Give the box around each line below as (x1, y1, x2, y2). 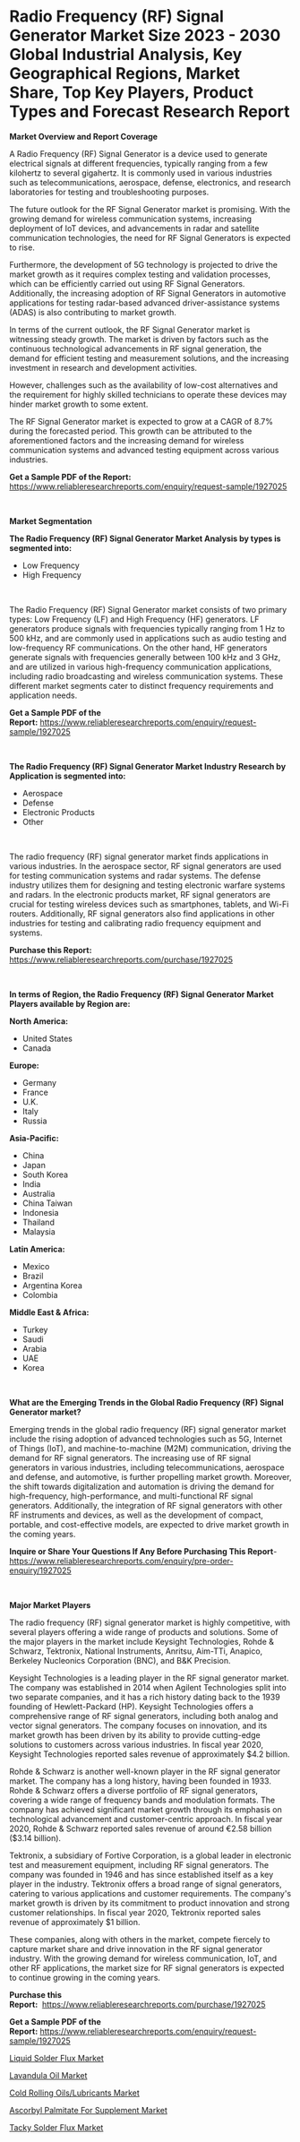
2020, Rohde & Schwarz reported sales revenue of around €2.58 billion (9, 1823, 272, 1834)
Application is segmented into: (9, 770, 126, 781)
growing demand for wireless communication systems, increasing (9, 213, 253, 224)
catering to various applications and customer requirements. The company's (9, 1888, 292, 1898)
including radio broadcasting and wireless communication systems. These (9, 670, 284, 682)
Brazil (21, 1270, 44, 1281)
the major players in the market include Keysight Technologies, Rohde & (9, 1636, 275, 1647)
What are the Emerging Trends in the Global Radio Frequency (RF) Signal (9, 1397, 284, 1407)
